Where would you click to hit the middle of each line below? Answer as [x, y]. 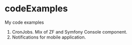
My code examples [24, 22]
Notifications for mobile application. [49, 37]
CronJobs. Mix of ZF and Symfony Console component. [70, 32]
